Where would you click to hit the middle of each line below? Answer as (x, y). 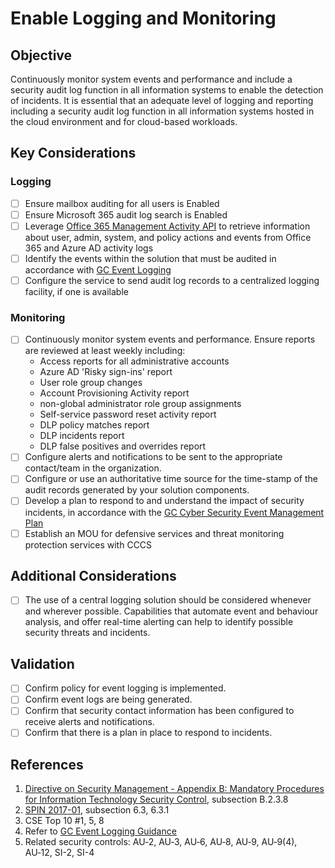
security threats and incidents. (87, 633)
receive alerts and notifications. (89, 722)
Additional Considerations (93, 576)
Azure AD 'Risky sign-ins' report (106, 372)
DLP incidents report (82, 436)
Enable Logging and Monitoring (143, 18)
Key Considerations (73, 153)
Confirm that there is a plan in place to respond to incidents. (148, 733)
